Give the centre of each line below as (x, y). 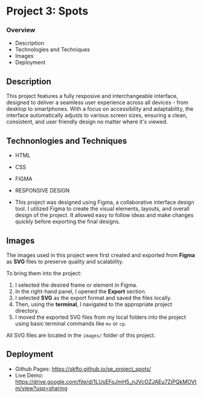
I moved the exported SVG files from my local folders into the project (100, 317)
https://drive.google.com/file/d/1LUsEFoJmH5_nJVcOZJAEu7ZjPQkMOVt (106, 382)
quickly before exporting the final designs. (68, 221)
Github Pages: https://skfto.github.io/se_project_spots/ (83, 369)
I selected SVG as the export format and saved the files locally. (93, 298)
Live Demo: (29, 375)
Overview (21, 30)
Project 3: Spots (47, 11)
